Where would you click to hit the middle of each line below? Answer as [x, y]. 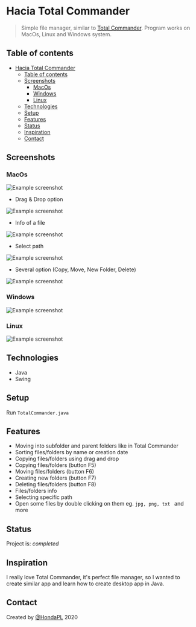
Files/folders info [36, 491]
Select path [29, 246]
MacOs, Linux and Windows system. [66, 34]
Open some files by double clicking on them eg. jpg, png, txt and [99, 504]
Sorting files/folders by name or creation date [71, 452]
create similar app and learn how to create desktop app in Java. [85, 584]
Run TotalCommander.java [38, 413]
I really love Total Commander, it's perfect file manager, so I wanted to [93, 577]
